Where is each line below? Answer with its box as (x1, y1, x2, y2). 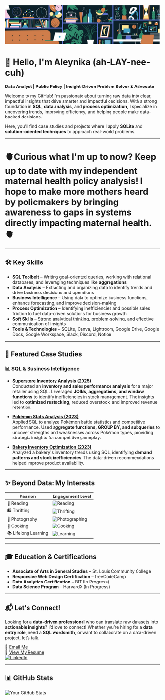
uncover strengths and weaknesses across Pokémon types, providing (12, 430, 154, 436)
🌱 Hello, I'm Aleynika (5, 57, 91, 68)
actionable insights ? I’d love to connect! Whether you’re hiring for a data (5, 624, 153, 630)
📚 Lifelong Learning (7, 530, 49, 536)
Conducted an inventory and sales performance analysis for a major (12, 383, 154, 389)
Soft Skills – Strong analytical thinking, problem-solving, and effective (12, 316, 154, 321)
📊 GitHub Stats (5, 674, 53, 682)
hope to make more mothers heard (5, 186, 149, 197)
